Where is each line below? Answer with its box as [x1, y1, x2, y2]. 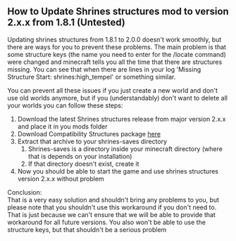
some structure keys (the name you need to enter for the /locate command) [7, 50, 227, 58]
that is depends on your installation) [27, 152, 132, 160]
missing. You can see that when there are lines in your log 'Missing [7, 65, 201, 73]
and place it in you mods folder [17, 122, 108, 131]
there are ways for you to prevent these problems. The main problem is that [7, 42, 227, 51]
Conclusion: [7, 188, 42, 196]
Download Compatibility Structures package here [17, 129, 161, 138]
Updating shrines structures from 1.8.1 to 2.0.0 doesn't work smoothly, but [7, 35, 222, 44]
